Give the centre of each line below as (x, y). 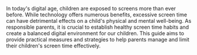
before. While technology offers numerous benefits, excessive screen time (97, 15)
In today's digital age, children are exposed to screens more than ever (91, 8)
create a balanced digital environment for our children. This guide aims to (95, 33)
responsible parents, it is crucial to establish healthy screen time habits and (98, 27)
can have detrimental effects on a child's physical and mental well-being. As (99, 21)
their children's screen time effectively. (53, 46)
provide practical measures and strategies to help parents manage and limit (98, 39)
